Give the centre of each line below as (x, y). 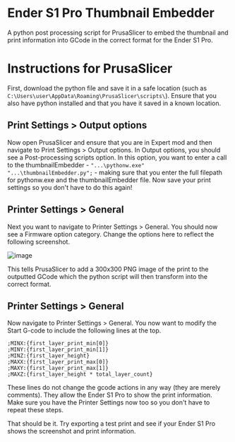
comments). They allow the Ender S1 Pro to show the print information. (110, 395)
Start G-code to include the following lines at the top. (84, 330)
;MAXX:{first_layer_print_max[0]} (58, 362)
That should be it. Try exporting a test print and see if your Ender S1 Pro (112, 424)
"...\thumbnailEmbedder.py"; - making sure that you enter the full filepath (115, 172)
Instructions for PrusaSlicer (90, 69)
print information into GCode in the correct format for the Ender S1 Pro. (110, 40)
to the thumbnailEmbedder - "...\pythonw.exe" (76, 165)
